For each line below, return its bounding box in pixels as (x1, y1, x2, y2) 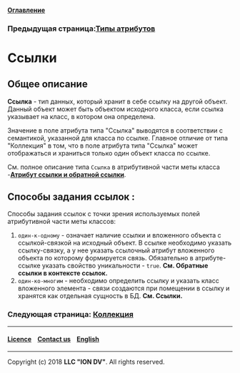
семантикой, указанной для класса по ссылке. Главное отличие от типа (7, 133, 229, 142)
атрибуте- (195, 254, 226, 262)
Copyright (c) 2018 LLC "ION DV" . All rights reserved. (7, 357, 166, 366)
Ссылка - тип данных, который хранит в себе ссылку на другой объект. (7, 97, 228, 106)
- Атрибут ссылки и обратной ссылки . (7, 170, 126, 178)
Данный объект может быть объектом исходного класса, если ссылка (7, 104, 224, 113)
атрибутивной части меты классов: (7, 218, 116, 226)
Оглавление (7, 6, 46, 14)
